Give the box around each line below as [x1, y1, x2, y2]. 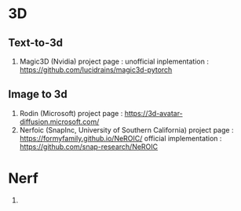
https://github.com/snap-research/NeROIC [19, 142, 159, 151]
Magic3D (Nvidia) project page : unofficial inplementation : [19, 56, 210, 66]
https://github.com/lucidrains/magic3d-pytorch [19, 65, 173, 75]
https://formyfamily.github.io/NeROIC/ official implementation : [19, 133, 222, 143]
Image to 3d [8, 88, 68, 101]
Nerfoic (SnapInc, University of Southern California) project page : [19, 125, 234, 134]
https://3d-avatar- [124, 108, 183, 118]
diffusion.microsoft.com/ [19, 117, 100, 126]
